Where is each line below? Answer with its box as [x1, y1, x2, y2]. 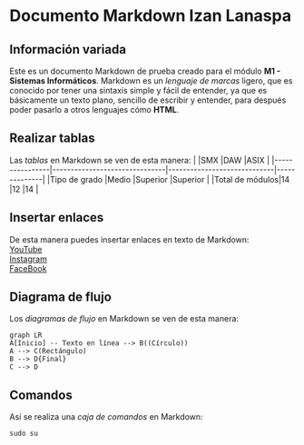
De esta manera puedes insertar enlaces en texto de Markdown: [9, 233, 250, 245]
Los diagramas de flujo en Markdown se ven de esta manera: [9, 313, 239, 324]
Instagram [9, 253, 47, 264]
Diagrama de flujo [9, 290, 112, 305]
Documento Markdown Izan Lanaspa [9, 5, 292, 26]
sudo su [9, 429, 39, 439]
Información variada [9, 42, 127, 57]
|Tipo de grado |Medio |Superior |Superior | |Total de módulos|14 [46, 173, 290, 184]
